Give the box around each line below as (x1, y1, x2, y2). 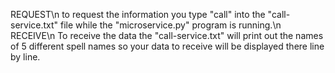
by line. (10, 51, 41, 63)
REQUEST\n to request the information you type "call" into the (10, 9, 266, 20)
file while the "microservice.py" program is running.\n (60, 19, 282, 31)
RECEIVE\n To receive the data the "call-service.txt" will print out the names (10, 30, 324, 41)
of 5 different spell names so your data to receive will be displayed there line (10, 40, 325, 52)
